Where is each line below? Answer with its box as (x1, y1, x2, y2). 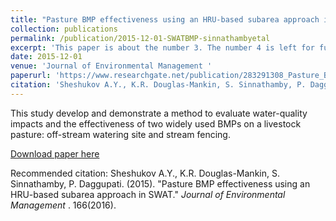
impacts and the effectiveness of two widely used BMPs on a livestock (10, 117, 302, 130)
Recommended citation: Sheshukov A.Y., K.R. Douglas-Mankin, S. (10, 167, 280, 179)
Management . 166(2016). (10, 199, 117, 211)
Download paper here (10, 147, 100, 160)
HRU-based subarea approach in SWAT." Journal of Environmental (10, 188, 286, 200)
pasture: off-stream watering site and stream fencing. (10, 128, 231, 140)
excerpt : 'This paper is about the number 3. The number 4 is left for (10, 42, 315, 53)
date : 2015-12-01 (10, 52, 83, 62)
